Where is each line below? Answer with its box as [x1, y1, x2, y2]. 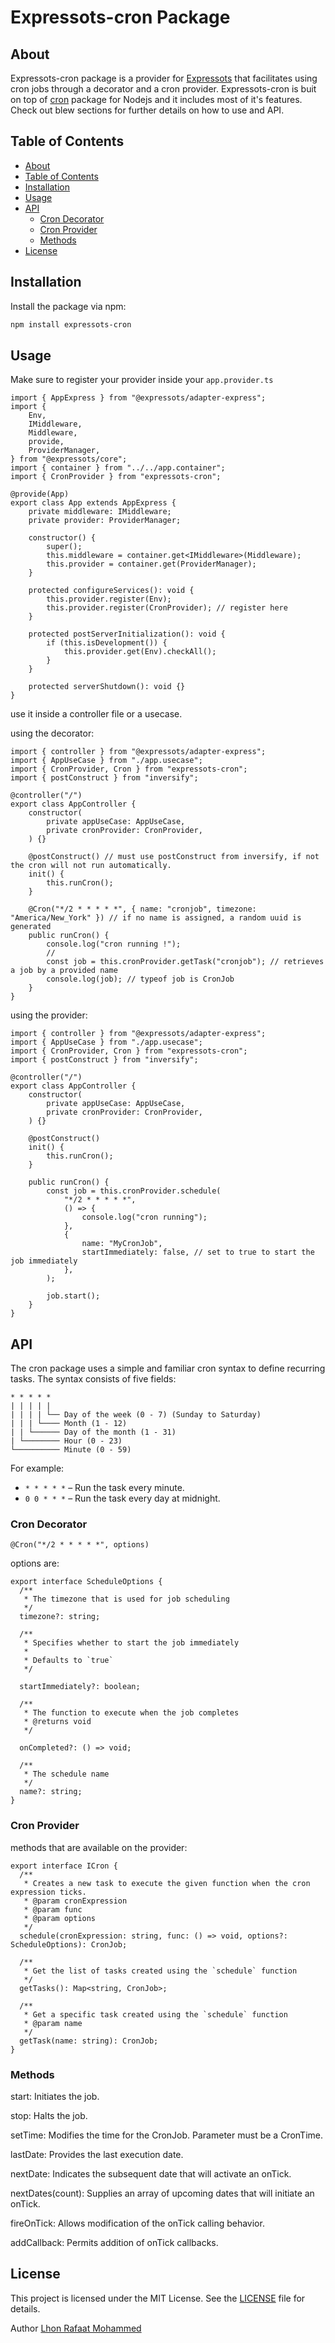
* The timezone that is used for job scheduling [23, 1594, 230, 1605]
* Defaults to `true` [23, 1656, 114, 1666]
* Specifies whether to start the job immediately [23, 1638, 240, 1648]
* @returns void [23, 1717, 92, 1727]
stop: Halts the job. [10, 2110, 88, 2122]
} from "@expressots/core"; [10, 454, 128, 465]
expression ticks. [10, 1887, 87, 1897]
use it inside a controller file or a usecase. [10, 708, 183, 720]
